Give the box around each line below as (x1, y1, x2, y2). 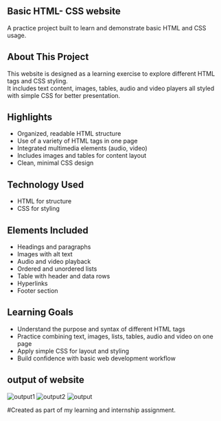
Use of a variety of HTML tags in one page (16, 137, 138, 145)
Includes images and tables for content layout (16, 152, 147, 160)
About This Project (7, 51, 89, 63)
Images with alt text (16, 250, 73, 258)
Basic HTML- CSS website (7, 6, 121, 17)
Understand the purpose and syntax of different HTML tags (16, 325, 185, 333)
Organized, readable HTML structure (16, 130, 121, 138)
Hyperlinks (16, 279, 48, 288)
